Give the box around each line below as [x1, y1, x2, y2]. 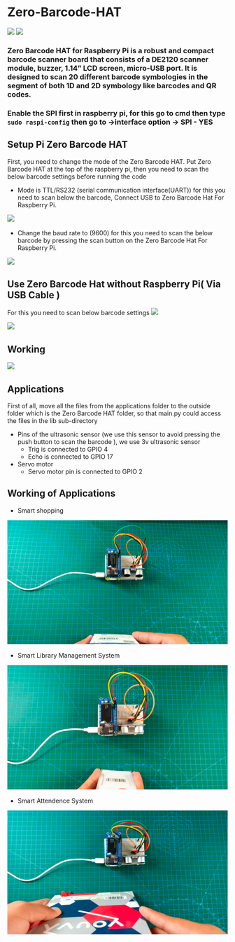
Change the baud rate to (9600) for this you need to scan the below [17, 228, 213, 237]
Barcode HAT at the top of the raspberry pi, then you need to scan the [7, 165, 209, 173]
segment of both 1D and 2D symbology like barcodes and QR [7, 81, 217, 90]
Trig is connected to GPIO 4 [27, 445, 108, 454]
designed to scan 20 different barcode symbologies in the [7, 71, 208, 81]
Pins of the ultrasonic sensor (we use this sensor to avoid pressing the [17, 430, 220, 438]
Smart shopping [17, 506, 64, 515]
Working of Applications [7, 487, 116, 499]
